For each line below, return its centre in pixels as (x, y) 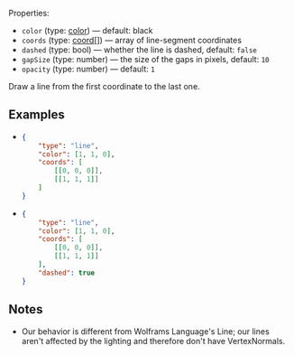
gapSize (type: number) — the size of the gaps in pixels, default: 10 (145, 59)
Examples (37, 115)
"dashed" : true (67, 273)
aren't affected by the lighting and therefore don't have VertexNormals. (153, 341)
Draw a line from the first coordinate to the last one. (104, 86)
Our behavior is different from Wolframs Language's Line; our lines (145, 331)
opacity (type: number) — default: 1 (88, 69)
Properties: (29, 13)
